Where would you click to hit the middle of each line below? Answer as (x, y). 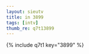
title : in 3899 (25, 17)
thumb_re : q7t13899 (30, 28)
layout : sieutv (25, 12)
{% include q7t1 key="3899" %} (45, 45)
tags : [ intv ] (22, 23)
